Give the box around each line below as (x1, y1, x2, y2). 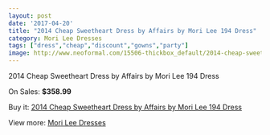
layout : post (8, 11, 52, 20)
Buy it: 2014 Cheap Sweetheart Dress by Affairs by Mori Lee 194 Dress (8, 102, 243, 112)
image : (8, 49, 31, 57)
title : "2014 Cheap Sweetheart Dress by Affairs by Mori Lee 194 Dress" (8, 27, 257, 35)
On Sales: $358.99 (8, 87, 72, 96)
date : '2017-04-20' (8, 19, 74, 27)
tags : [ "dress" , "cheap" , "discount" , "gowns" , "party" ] (8, 42, 189, 50)
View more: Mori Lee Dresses (8, 118, 106, 127)
